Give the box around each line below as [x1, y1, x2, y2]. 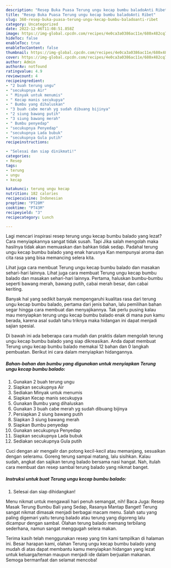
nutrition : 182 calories [6, 191, 58, 196]
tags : [6, 163, 17, 168]
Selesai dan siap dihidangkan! [13, 489, 76, 495]
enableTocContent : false [6, 45, 58, 50]
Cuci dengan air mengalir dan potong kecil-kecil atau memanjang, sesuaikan [6, 448, 166, 454]
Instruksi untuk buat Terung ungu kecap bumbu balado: [6, 476, 126, 482]
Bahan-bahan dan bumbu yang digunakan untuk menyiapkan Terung [6, 360, 156, 366]
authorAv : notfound [6, 64, 47, 69]
